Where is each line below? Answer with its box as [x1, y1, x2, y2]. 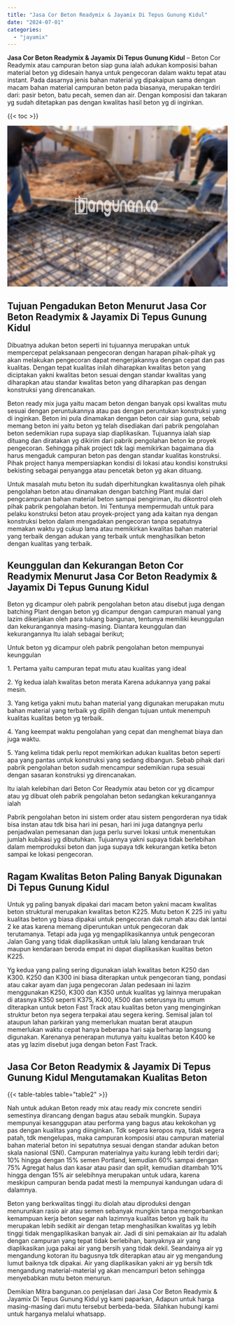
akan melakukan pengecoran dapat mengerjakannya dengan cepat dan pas [7, 355, 225, 364]
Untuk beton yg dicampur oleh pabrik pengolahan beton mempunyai [7, 644, 204, 652]
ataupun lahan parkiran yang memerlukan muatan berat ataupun [7, 1018, 193, 1026]
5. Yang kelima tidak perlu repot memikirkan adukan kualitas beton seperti [7, 749, 220, 757]
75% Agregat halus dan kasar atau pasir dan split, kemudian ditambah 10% [7, 1164, 223, 1172]
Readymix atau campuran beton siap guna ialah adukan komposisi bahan [7, 61, 218, 69]
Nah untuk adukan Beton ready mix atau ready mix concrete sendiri [7, 1104, 201, 1113]
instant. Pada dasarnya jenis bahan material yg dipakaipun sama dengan [7, 76, 216, 84]
